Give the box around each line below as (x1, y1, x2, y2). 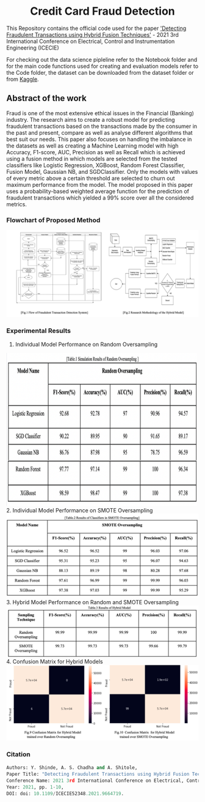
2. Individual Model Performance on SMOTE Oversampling (6, 506, 153, 514)
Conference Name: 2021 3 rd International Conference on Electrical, (6, 778, 184, 784)
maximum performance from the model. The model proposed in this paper (6, 181, 193, 188)
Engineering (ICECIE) (6, 44, 59, 51)
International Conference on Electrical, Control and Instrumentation (6, 37, 175, 45)
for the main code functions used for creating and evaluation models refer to (6, 62, 199, 70)
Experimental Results (6, 326, 71, 335)
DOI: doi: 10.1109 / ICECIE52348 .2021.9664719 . (6, 790, 124, 796)
